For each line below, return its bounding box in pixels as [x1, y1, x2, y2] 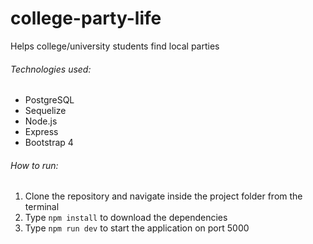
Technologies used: [10, 63, 92, 75]
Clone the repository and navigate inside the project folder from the [24, 190, 303, 202]
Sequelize [24, 105, 67, 117]
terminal [24, 201, 60, 213]
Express [24, 126, 59, 138]
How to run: [10, 159, 59, 171]
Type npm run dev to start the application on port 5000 [24, 222, 250, 234]
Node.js [24, 115, 58, 127]
